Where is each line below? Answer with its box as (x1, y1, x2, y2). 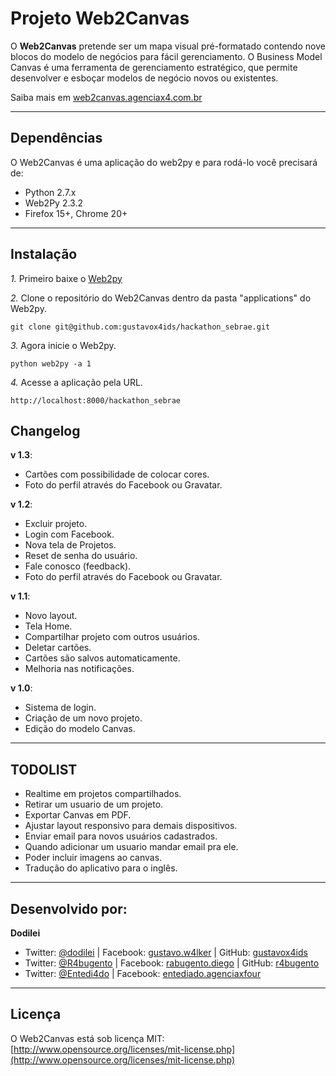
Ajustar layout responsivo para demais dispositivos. (24, 820, 238, 832)
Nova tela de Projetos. (24, 539, 117, 551)
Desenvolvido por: (10, 900, 128, 917)
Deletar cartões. (24, 642, 92, 654)
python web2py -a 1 (10, 358, 92, 369)
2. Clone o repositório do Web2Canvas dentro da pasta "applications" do (10, 292, 312, 304)
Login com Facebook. (24, 528, 115, 541)
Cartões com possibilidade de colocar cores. (24, 468, 210, 481)
